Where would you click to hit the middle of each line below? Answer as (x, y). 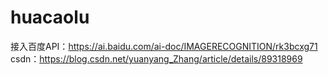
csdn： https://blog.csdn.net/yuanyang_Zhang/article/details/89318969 (156, 58)
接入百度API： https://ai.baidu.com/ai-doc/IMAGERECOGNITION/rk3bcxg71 (164, 46)
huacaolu (50, 17)
